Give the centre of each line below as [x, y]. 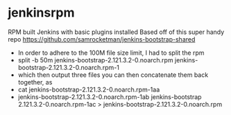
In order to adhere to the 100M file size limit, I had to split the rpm [111, 53]
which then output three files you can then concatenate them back [113, 75]
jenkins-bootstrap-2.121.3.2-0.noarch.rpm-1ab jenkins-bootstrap [110, 97]
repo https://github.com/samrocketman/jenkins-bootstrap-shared [102, 39]
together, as [35, 82]
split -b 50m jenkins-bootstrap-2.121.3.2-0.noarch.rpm [95, 60]
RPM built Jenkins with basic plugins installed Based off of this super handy [116, 32]
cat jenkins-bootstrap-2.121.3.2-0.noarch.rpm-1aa [89, 89]
